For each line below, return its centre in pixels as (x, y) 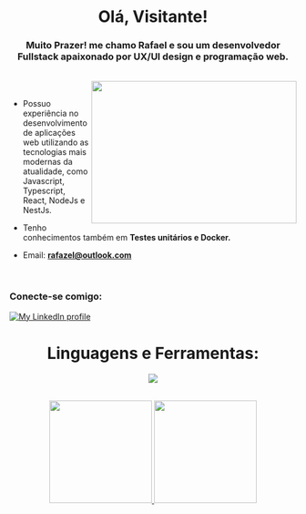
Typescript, (44, 191)
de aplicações (49, 133)
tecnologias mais (54, 152)
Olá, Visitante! (153, 17)
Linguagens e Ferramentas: (153, 353)
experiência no (51, 113)
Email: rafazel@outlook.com (77, 255)
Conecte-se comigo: (56, 296)
